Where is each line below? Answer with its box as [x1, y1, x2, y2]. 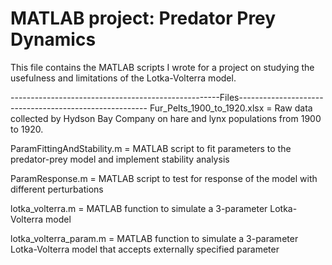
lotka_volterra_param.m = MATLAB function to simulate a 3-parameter [10, 232, 299, 244]
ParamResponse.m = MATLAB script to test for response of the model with [10, 172, 318, 184]
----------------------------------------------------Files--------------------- [10, 91, 324, 103]
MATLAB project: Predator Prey [10, 7, 277, 30]
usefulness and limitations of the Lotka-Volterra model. [10, 72, 237, 84]
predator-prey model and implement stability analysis [10, 153, 230, 165]
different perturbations [10, 183, 104, 195]
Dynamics [10, 28, 97, 51]
